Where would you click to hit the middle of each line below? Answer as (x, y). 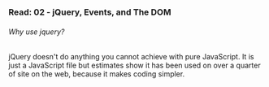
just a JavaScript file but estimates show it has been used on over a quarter (135, 65)
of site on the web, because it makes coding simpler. (97, 74)
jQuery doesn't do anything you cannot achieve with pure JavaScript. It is (131, 57)
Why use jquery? (37, 32)
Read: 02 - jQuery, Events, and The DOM (90, 12)
